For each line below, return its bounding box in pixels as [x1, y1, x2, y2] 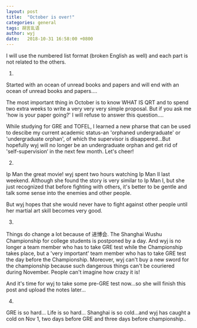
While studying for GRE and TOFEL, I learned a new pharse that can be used [6, 123, 191, 130]
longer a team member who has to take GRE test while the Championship [6, 244, 183, 250]
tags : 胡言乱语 [6, 25, 40, 31]
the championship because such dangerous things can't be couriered [6, 263, 175, 269]
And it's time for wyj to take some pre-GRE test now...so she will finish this [6, 280, 186, 287]
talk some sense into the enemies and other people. [6, 190, 132, 196]
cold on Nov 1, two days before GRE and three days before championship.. [6, 316, 186, 322]
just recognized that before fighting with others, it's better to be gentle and [6, 183, 187, 190]
